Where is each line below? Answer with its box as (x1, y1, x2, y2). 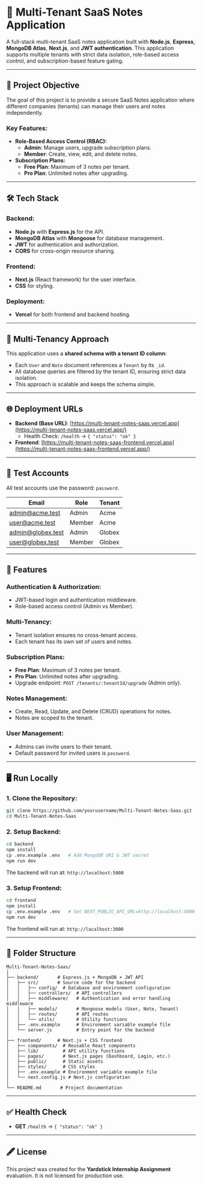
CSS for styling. (14, 282, 54, 290)
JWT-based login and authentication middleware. (14, 596, 137, 603)
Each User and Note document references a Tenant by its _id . (14, 362, 166, 369)
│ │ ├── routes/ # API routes (6, 1011, 109, 1017)
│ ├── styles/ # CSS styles (6, 1064, 96, 1070)
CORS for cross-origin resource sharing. (14, 247, 115, 254)
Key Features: (6, 124, 48, 132)
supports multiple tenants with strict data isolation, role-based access (6, 50, 179, 58)
